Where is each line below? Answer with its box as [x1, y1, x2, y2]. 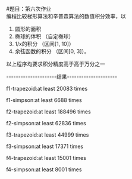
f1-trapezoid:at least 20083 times [6, 85, 88, 92]
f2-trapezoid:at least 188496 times [6, 108, 91, 115]
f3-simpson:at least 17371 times [6, 143, 84, 150]
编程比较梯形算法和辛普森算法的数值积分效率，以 [6, 13, 126, 20]
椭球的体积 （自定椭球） [14, 33, 74, 40]
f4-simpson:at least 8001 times [6, 166, 82, 173]
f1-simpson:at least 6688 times [6, 97, 82, 103]
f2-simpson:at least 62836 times [6, 120, 86, 126]
